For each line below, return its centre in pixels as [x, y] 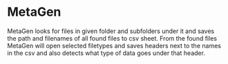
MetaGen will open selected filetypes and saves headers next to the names [114, 45]
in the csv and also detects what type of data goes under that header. [106, 53]
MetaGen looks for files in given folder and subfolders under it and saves [111, 31]
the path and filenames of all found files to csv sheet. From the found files [112, 38]
